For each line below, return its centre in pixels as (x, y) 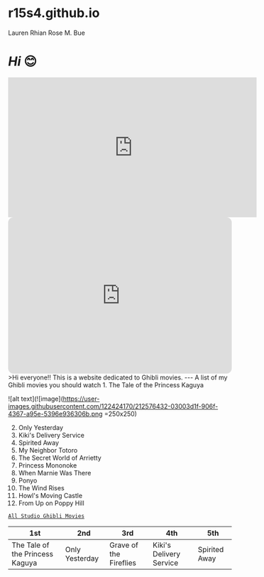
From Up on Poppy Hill (51, 503)
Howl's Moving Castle (50, 495)
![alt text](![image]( (35, 399)
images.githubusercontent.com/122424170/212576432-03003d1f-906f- (113, 406)
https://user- (81, 399)
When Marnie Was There (55, 473)
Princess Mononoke (48, 465)
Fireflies (123, 563)
